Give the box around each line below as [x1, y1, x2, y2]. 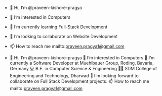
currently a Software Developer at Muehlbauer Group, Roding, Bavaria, [9, 60, 154, 66]
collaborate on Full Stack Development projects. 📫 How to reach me [9, 78, 150, 84]
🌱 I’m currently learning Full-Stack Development [9, 24, 108, 30]
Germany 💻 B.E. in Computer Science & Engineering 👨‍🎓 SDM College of [9, 66, 157, 71]
